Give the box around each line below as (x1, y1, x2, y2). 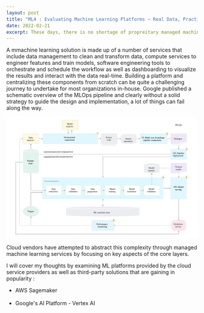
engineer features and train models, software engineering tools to (6, 59, 171, 67)
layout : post (6, 10, 39, 16)
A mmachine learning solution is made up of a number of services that (6, 46, 182, 54)
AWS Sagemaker (15, 286, 58, 294)
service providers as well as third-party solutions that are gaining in (6, 268, 175, 275)
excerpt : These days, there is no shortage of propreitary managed (6, 29, 181, 35)
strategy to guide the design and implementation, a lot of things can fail (6, 98, 185, 106)
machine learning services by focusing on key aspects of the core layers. (6, 250, 189, 257)
